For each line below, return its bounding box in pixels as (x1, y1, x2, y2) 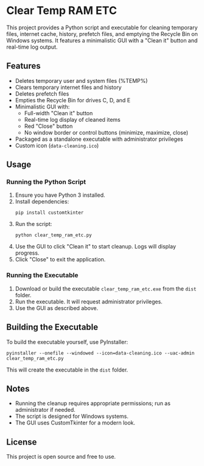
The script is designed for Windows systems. (15, 412, 129, 420)
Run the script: (15, 221, 52, 228)
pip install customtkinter (15, 210, 84, 216)
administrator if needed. (15, 406, 76, 414)
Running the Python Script (6, 178, 86, 186)
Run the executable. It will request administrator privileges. (15, 298, 163, 305)
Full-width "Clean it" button (24, 109, 93, 116)
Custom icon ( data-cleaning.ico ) (15, 141, 99, 149)
